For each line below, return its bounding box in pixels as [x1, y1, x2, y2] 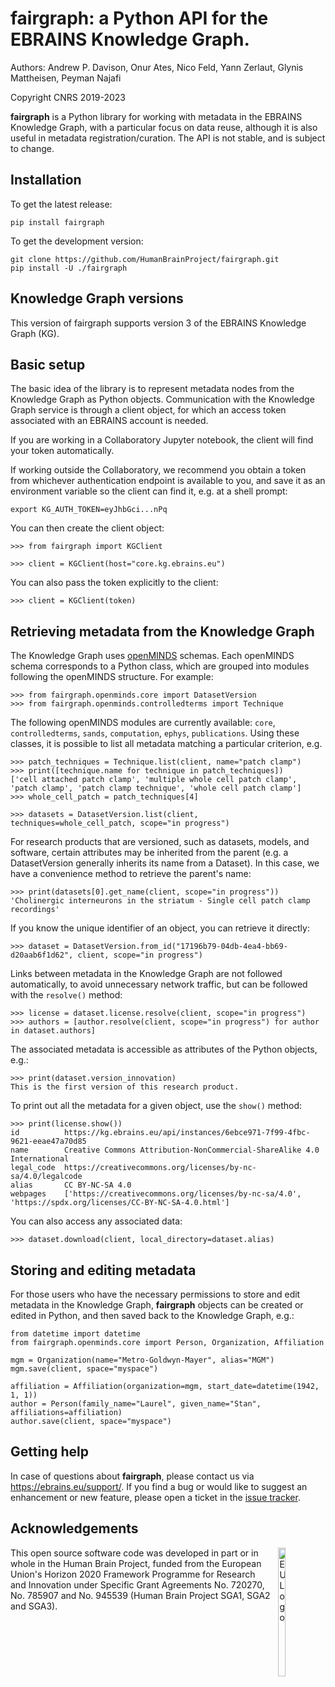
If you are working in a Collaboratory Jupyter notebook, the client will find [10, 434, 314, 446]
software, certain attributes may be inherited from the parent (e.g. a [10, 847, 289, 859]
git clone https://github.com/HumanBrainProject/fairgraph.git [10, 254, 280, 264]
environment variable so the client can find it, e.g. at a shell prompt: [10, 485, 288, 497]
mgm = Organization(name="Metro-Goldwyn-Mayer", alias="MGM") [10, 1355, 275, 1365]
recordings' [10, 905, 60, 915]
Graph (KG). [10, 327, 60, 339]
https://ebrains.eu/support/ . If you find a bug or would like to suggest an [10, 1480, 308, 1492]
